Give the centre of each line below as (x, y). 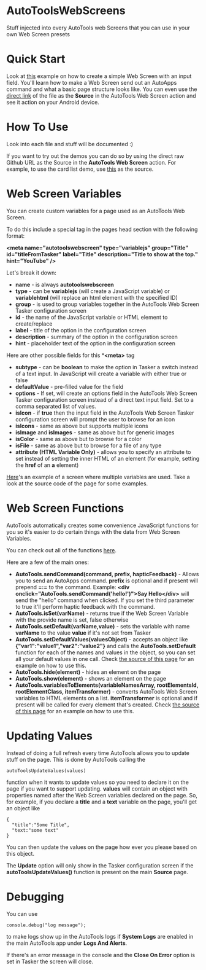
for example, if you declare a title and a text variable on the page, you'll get (102, 802)
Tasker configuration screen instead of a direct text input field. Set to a (105, 399)
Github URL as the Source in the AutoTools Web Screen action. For (91, 162)
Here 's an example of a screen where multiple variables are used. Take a (98, 477)
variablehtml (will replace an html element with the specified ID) (96, 297)
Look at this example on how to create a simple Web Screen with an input (99, 76)
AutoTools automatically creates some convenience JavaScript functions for (102, 525)
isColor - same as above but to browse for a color (78, 439)
